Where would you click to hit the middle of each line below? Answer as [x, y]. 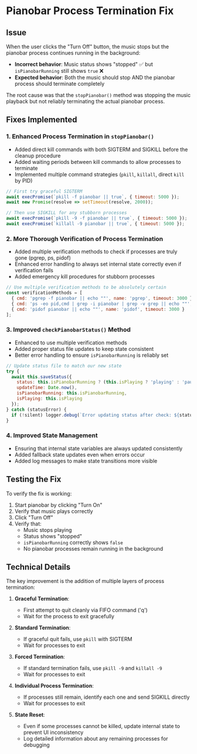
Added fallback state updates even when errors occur [80, 454]
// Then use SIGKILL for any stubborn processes [67, 213]
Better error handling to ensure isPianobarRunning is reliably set [91, 355]
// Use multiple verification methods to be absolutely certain [86, 287]
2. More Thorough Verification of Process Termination [85, 239]
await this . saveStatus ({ [42, 377]
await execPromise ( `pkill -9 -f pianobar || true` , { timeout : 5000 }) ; [97, 219]
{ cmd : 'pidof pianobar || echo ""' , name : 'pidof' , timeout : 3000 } [98, 309]
